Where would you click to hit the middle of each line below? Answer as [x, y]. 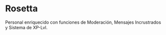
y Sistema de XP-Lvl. [26, 27]
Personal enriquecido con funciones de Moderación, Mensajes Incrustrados [83, 22]
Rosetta [22, 9]
